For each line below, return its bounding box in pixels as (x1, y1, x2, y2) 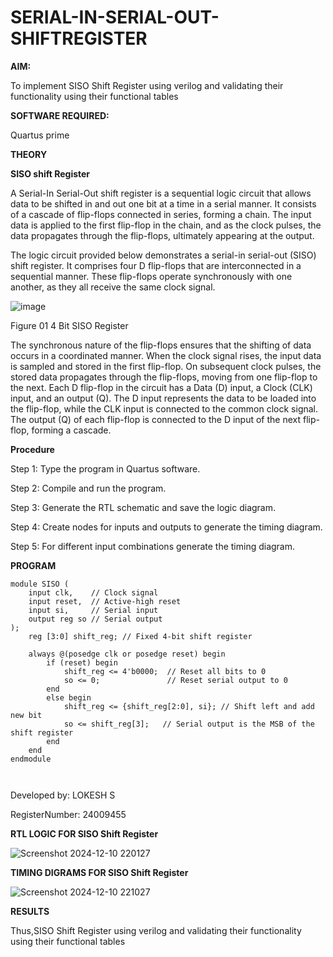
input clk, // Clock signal (28, 587, 159, 598)
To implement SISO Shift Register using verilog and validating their (10, 79, 284, 91)
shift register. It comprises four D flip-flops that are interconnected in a (10, 259, 302, 271)
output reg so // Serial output (28, 614, 163, 624)
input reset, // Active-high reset (28, 596, 182, 606)
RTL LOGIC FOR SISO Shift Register (10, 827, 159, 840)
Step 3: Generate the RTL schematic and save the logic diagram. (10, 501, 277, 513)
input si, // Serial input (28, 605, 159, 615)
